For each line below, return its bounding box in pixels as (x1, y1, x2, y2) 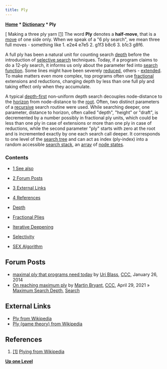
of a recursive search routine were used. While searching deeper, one (5, 104, 150, 110)
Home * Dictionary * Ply (5, 21, 56, 27)
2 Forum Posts (12, 175, 43, 181)
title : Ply (5, 7, 28, 13)
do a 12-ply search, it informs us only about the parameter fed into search (5, 62, 158, 68)
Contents (5, 154, 29, 161)
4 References (12, 194, 41, 200)
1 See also (12, 165, 34, 171)
